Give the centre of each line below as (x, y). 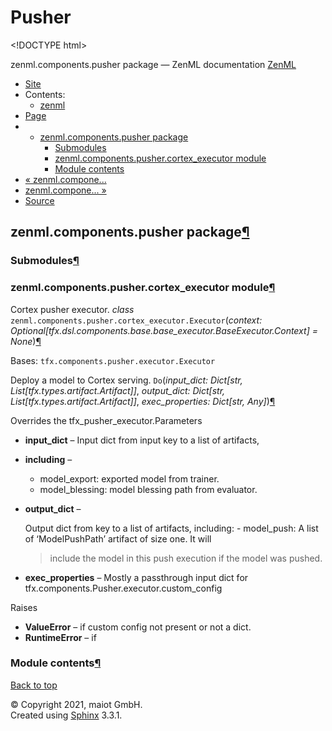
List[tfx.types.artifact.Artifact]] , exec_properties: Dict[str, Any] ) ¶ (143, 401)
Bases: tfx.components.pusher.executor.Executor (113, 360)
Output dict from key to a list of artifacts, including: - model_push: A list (171, 528)
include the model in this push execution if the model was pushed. (186, 558)
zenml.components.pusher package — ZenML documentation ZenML (153, 64)
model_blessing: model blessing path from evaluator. (148, 489)
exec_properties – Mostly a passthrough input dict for (136, 577)
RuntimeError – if (60, 637)
